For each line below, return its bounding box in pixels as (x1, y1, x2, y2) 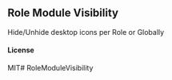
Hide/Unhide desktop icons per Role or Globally (7, 27, 165, 36)
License (7, 45, 35, 55)
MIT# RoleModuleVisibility (7, 63, 94, 73)
